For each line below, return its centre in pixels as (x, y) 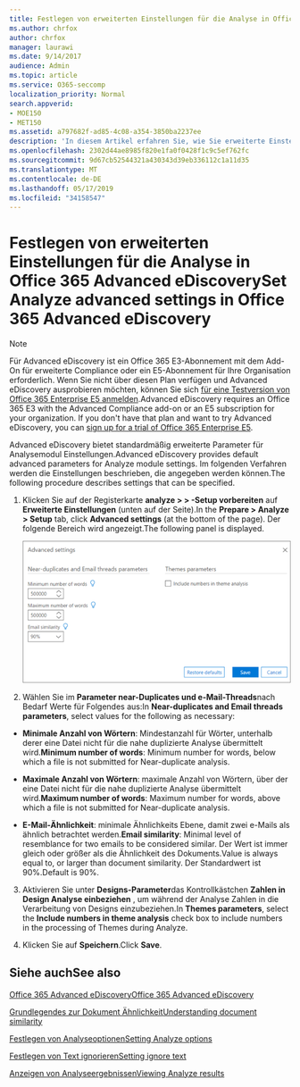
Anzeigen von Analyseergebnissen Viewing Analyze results (117, 1073)
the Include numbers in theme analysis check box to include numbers (152, 918)
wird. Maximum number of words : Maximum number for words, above (151, 798)
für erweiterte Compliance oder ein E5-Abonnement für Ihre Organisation (156, 371)
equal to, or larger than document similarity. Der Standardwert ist (142, 863)
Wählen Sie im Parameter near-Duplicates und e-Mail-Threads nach (149, 697)
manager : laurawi (42, 47)
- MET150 (25, 122)
